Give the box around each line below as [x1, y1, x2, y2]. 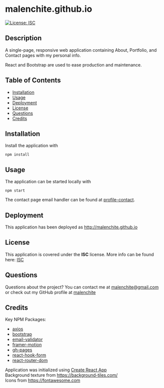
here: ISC [5, 257, 24, 262]
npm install [5, 152, 29, 157]
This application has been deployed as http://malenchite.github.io [5, 224, 138, 230]
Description [5, 34, 42, 42]
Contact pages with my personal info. [5, 52, 81, 58]
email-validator [12, 336, 43, 343]
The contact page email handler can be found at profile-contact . [5, 197, 135, 203]
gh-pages [12, 347, 32, 353]
